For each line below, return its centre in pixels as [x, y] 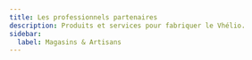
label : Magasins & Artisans [70, 42]
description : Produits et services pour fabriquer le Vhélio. [127, 26]
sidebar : [25, 34]
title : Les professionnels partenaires [84, 17]
